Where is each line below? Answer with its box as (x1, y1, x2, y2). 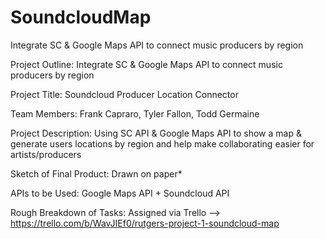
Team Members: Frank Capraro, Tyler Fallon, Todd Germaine (10, 107, 260, 120)
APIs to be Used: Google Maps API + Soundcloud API (10, 187, 230, 199)
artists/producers (10, 148, 82, 160)
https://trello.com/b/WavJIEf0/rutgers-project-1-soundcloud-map (10, 217, 280, 229)
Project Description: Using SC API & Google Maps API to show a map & (10, 127, 302, 139)
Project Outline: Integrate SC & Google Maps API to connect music (10, 58, 283, 70)
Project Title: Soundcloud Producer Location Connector (10, 88, 239, 100)
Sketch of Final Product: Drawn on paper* (10, 167, 183, 180)
